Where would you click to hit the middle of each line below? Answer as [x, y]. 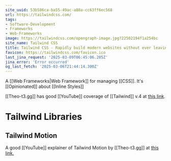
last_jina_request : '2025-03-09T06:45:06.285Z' [57, 57]
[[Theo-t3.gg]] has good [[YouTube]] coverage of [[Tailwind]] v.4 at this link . [85, 96]
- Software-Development [31, 24]
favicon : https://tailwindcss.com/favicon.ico [55, 52]
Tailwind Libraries [44, 117]
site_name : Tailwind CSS [32, 43]
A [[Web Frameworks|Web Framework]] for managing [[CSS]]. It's [74, 81]
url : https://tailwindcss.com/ [38, 15]
